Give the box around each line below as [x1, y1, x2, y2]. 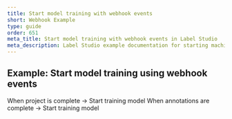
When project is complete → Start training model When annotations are [7, 96, 210, 105]
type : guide [7, 23, 41, 30]
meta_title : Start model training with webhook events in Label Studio [7, 36, 217, 43]
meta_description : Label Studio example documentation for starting [7, 42, 209, 49]
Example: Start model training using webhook [7, 67, 208, 79]
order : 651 [7, 29, 39, 36]
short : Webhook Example [7, 17, 76, 23]
